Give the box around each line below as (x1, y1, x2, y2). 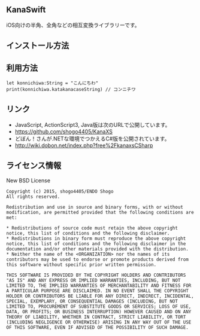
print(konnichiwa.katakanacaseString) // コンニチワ (6, 87, 136, 93)
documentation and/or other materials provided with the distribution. (6, 246, 189, 252)
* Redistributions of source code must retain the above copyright (6, 225, 178, 231)
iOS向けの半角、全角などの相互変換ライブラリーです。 (6, 21, 140, 29)
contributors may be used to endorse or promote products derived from (6, 256, 189, 262)
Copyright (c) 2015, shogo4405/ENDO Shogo (6, 188, 114, 194)
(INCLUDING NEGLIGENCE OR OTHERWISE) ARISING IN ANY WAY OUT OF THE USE (6, 319, 192, 325)
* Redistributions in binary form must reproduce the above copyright (6, 236, 186, 242)
